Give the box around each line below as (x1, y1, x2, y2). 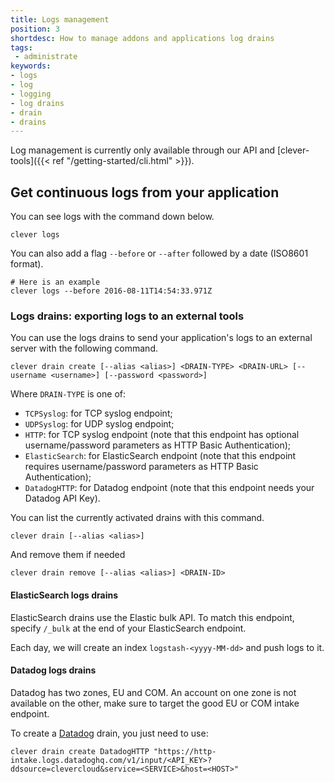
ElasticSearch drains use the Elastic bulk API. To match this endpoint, (10, 611, 295, 623)
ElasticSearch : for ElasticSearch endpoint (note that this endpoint (24, 450, 297, 462)
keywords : (10, 61, 52, 71)
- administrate (14, 52, 78, 62)
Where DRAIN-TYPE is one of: (10, 388, 126, 400)
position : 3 (10, 24, 60, 34)
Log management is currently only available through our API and (10, 144, 276, 156)
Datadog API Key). (24, 492, 101, 505)
